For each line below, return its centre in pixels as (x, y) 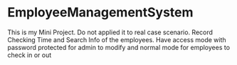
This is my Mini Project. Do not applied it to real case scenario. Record (110, 32)
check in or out (30, 55)
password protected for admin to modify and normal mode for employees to (118, 47)
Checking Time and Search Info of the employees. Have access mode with (117, 39)
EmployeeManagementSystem (100, 12)
